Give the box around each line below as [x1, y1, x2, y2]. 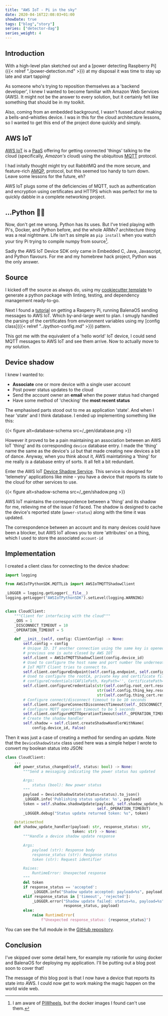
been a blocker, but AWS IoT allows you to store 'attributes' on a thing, [5, 529, 150, 535]
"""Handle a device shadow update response [23, 834, 115, 839]
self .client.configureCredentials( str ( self [23, 683, 115, 689]
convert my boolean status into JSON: [5, 745, 83, 751]
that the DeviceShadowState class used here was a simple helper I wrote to [5, 740, 157, 746]
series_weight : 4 [5, 31, 41, 36]
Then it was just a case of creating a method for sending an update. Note [5, 734, 156, 741]
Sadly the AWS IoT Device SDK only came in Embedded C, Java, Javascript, [5, 248, 162, 254]
